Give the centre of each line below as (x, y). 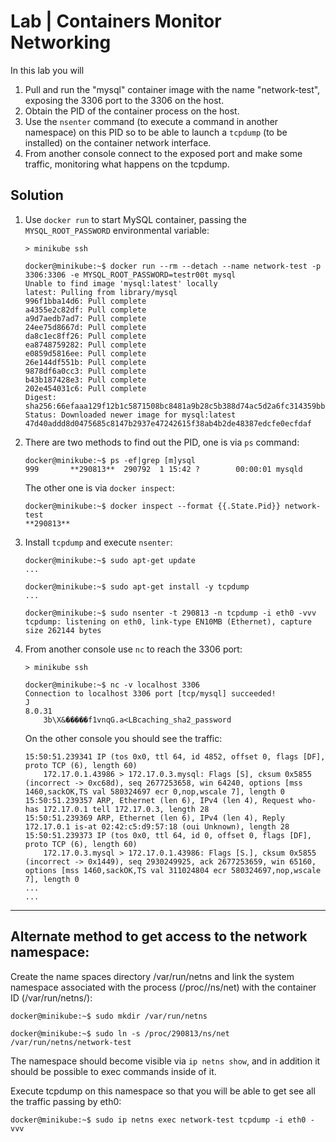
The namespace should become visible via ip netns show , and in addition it (165, 1061)
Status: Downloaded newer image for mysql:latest (130, 415)
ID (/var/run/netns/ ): (51, 997)
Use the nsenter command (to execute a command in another (151, 121)
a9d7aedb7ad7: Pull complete (85, 318)
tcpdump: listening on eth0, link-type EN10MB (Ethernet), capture (168, 621)
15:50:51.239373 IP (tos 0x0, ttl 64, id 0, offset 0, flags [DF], (168, 835)
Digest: (40, 397)
